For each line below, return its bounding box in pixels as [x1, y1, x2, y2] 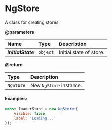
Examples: [5, 95, 27, 101]
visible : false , [14, 111, 48, 116]
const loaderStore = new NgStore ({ [5, 107, 78, 112]
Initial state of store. [58, 49, 105, 56]
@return [5, 61, 23, 67]
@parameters [5, 29, 34, 35]
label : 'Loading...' [14, 116, 56, 121]
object [38, 49, 54, 55]
